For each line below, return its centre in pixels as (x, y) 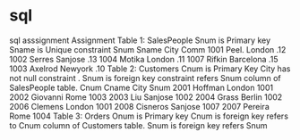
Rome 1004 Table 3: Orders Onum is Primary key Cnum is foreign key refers (149, 116)
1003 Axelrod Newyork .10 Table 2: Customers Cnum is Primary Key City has (150, 69)
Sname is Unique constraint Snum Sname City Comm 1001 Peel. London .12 (148, 49)
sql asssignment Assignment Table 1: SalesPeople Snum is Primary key (140, 40)
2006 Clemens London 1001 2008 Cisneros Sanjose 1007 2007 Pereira (140, 106)
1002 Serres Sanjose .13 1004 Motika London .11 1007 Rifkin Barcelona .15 (144, 59)
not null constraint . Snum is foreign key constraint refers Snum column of (145, 78)
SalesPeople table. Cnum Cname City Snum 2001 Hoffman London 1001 (141, 87)
